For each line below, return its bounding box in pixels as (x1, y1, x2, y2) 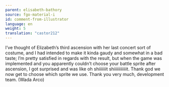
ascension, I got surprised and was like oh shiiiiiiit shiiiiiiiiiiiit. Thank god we (5, 66, 160, 72)
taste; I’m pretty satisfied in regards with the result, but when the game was (5, 55, 162, 61)
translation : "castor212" (5, 31, 60, 36)
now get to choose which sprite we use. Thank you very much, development (5, 71, 164, 77)
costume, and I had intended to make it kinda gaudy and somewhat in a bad (5, 50, 163, 56)
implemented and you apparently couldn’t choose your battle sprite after (5, 61, 156, 66)
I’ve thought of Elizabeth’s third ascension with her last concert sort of (5, 45, 151, 50)
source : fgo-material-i (5, 12, 55, 17)
